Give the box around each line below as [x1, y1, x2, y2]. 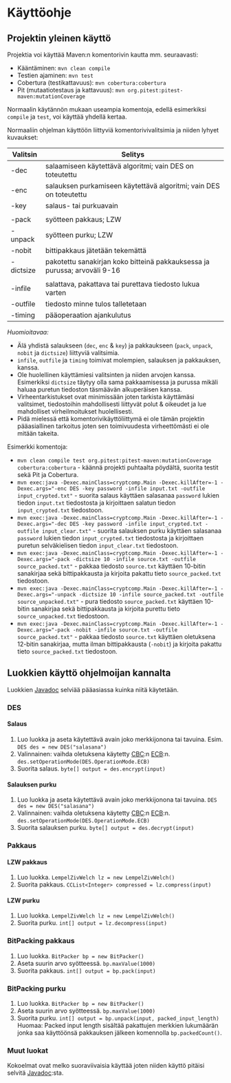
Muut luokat [7, 1046, 49, 1055]
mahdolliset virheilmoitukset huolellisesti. [16, 407, 134, 415]
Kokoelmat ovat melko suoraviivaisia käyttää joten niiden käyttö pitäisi [7, 1062, 205, 1070]
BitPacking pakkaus [7, 936, 75, 946]
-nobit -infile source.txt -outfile [72, 627, 178, 634]
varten [45, 288, 67, 297]
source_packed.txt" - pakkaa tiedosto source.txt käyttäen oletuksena [16, 633, 216, 640]
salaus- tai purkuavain [45, 201, 119, 210]
